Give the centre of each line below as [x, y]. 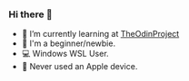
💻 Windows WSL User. [65, 54]
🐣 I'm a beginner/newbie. [68, 43]
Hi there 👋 [31, 14]
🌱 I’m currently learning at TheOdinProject [100, 34]
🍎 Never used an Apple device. [80, 67]
